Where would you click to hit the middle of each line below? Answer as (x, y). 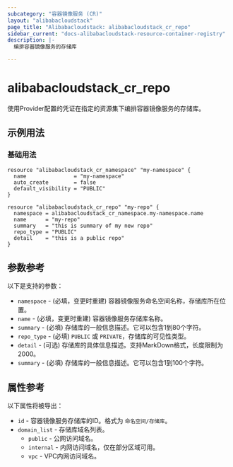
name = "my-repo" (47, 219)
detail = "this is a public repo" (69, 238)
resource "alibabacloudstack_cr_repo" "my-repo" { (83, 207)
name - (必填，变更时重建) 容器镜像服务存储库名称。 (92, 318)
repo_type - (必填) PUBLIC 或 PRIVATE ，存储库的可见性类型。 (104, 336)
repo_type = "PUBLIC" (46, 232)
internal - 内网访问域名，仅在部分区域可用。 (94, 447)
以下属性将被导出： (35, 406)
